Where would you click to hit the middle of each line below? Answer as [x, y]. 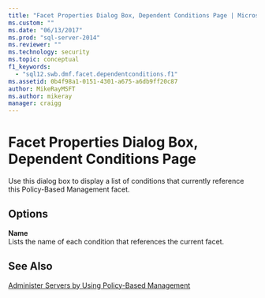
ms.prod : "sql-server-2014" [54, 37]
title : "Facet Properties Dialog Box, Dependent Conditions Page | [121, 15]
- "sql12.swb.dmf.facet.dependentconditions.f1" [97, 74]
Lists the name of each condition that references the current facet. [116, 241]
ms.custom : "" [32, 23]
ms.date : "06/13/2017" [45, 30]
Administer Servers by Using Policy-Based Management [99, 285]
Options [28, 214]
